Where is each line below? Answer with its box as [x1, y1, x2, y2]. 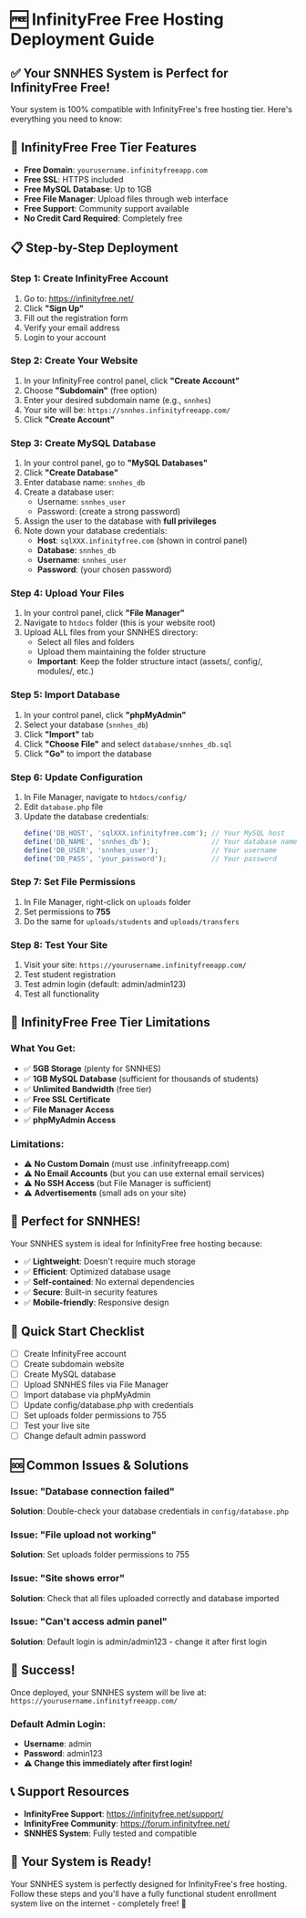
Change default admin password [23, 1431, 147, 1442]
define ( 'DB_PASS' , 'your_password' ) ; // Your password [23, 854, 277, 863]
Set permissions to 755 [23, 906, 111, 917]
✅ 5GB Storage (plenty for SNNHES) [23, 1063, 162, 1074]
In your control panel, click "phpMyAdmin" [23, 709, 187, 720]
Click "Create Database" [23, 467, 119, 478]
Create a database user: [23, 486, 115, 497]
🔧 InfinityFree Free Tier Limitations [10, 1015, 210, 1030]
